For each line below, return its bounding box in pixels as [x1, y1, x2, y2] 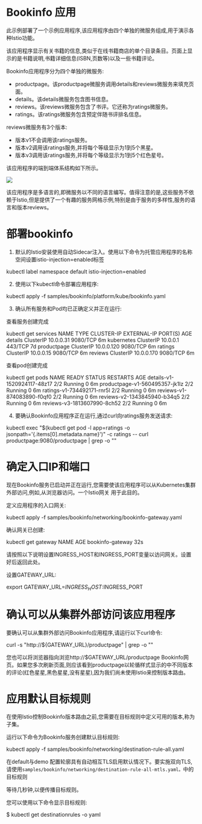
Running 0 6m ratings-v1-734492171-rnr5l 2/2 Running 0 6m [6, 387, 156, 394]
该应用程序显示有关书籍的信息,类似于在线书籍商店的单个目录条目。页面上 [6, 47, 188, 54]
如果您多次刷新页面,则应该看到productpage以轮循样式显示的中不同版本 [16, 661, 193, 669]
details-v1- [147, 373, 174, 381]
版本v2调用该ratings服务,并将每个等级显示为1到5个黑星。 [14, 143, 157, 151]
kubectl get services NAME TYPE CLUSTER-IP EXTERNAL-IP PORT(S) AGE [6, 330, 192, 337]
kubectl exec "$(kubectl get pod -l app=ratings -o [6, 424, 130, 431]
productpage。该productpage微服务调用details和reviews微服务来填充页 [14, 80, 194, 88]
